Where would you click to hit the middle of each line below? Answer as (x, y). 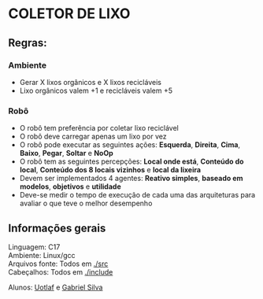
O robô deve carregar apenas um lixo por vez (93, 137)
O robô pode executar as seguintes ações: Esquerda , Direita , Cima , (130, 145)
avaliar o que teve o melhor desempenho (86, 203)
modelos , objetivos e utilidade (70, 186)
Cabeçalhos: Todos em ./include (61, 271)
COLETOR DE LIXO (69, 14)
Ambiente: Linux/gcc (42, 255)
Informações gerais (57, 228)
